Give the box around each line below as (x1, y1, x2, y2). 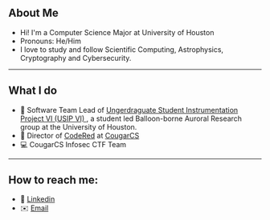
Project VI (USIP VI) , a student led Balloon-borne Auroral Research (19, 114, 243, 123)
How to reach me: (8, 174, 99, 187)
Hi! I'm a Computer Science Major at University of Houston (19, 27, 215, 37)
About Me (8, 6, 59, 20)
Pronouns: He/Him (19, 36, 82, 46)
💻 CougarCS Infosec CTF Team (19, 139, 127, 149)
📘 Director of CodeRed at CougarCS (19, 130, 140, 140)
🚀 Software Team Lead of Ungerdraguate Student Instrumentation (19, 105, 239, 114)
